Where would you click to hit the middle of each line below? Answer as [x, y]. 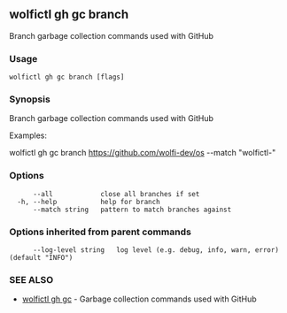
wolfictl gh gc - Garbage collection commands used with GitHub [139, 299]
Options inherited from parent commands [101, 232]
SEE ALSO [31, 279]
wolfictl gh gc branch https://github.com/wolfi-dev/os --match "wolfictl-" [143, 153]
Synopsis [30, 99]
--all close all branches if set [116, 194]
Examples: [28, 135]
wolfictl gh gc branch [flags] [67, 77]
